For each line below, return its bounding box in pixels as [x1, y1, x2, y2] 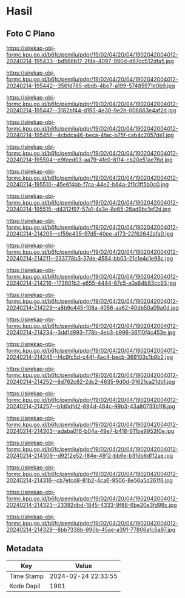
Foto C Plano [6, 29, 55, 39]
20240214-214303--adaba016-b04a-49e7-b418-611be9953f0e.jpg [6, 427, 175, 435]
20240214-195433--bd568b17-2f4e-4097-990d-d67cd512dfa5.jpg [6, 58, 174, 64]
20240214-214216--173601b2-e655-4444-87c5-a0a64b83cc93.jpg [6, 279, 177, 287]
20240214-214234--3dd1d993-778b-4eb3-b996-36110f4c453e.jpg [6, 329, 176, 336]
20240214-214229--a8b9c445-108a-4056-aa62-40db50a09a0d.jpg [6, 304, 179, 311]
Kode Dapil [9, 582, 41, 590]
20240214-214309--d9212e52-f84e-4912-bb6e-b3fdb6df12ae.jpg [6, 452, 173, 459]
